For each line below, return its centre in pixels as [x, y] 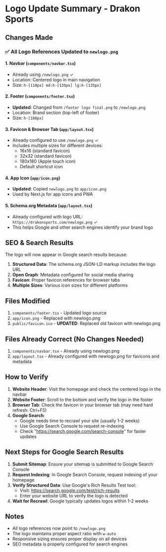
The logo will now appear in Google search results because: [66, 255]
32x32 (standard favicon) [46, 156]
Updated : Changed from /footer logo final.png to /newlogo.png [79, 107]
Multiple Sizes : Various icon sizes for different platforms [70, 285]
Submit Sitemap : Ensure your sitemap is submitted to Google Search [83, 464]
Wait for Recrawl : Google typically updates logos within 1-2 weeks [80, 501]
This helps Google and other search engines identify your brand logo [83, 227]
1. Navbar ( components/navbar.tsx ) [40, 63]
